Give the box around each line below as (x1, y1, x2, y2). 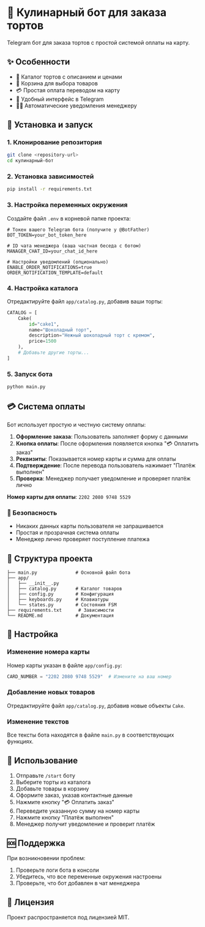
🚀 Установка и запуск (7, 120, 93, 130)
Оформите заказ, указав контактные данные (15, 791, 133, 799)
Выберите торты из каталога (15, 778, 91, 786)
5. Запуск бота (7, 370, 53, 378)
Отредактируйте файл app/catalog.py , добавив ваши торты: (7, 297, 163, 305)
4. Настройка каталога (7, 284, 78, 292)
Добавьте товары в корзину (15, 784, 89, 792)
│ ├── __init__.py (7, 580, 60, 586)
